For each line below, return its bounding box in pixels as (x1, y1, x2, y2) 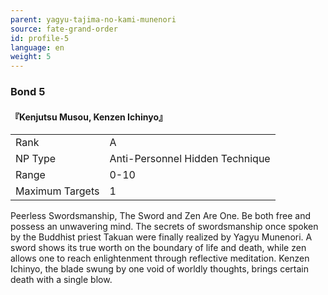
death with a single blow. (10, 274, 113, 286)
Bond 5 (10, 85, 46, 99)
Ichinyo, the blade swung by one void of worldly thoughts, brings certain (10, 263, 309, 275)
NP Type (15, 152, 57, 166)
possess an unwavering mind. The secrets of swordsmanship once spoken (10, 221, 319, 233)
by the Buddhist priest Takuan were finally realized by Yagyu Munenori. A (10, 231, 313, 243)
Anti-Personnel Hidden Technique (109, 152, 271, 166)
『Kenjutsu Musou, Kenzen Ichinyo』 (10, 111, 168, 123)
